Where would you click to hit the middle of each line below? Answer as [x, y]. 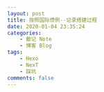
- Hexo [29, 59]
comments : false [31, 78]
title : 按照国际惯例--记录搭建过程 [52, 20]
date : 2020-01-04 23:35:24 [46, 26]
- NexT [29, 65]
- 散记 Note [36, 39]
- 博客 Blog [36, 46]
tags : [15, 53]
